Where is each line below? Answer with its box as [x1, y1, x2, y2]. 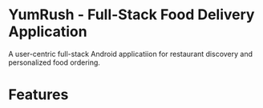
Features [8, 86, 69, 104]
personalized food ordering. [8, 58, 100, 67]
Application [8, 22, 87, 41]
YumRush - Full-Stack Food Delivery [8, 6, 255, 24]
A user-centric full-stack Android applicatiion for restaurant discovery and [8, 49, 253, 58]
